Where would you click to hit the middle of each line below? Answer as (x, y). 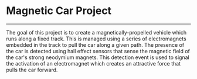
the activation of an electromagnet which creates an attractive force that (93, 63)
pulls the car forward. (32, 70)
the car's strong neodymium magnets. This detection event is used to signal (98, 57)
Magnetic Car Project (59, 11)
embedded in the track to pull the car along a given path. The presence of (95, 44)
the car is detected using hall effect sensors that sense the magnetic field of (98, 51)
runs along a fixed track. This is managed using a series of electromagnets (96, 39)
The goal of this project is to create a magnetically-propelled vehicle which (96, 32)
